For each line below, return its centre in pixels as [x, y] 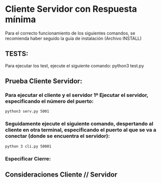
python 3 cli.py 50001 [28, 146]
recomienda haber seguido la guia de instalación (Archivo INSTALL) [73, 38]
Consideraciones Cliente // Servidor [61, 175]
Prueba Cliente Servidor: [44, 81]
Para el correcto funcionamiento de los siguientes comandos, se [70, 33]
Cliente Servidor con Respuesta [71, 9]
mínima [20, 19]
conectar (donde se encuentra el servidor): [57, 136]
